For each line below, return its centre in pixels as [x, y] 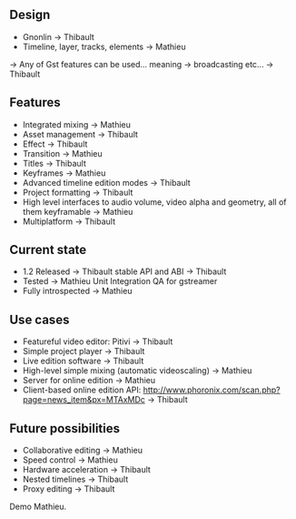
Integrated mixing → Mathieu [77, 124]
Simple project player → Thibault [84, 351]
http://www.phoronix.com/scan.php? [212, 390]
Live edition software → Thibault [83, 361]
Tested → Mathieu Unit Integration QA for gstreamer [120, 281]
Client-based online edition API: [82, 390]
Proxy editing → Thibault [69, 489]
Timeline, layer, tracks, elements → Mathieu [104, 46]
